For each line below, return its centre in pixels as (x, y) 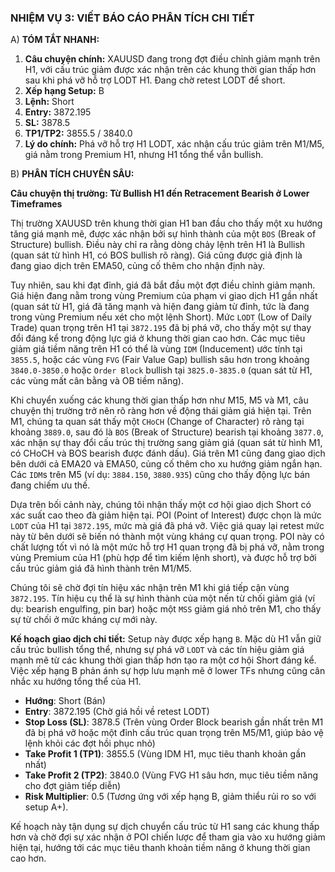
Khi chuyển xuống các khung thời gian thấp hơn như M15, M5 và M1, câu (159, 400)
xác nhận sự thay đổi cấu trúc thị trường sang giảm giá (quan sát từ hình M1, (166, 443)
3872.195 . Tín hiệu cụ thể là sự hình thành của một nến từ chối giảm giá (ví (162, 598)
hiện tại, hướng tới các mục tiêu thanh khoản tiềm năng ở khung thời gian (160, 848)
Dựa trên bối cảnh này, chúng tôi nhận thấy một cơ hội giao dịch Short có (161, 505)
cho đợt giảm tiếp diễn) (73, 786)
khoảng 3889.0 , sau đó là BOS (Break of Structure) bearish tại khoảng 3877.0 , (167, 432)
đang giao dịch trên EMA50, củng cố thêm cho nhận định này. (138, 266)
